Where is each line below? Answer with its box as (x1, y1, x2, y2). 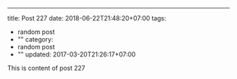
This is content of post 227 (7, 64, 86, 72)
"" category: (17, 35, 54, 43)
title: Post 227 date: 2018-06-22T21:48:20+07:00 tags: (7, 14, 166, 22)
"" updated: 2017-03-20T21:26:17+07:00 (17, 50, 136, 59)
